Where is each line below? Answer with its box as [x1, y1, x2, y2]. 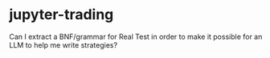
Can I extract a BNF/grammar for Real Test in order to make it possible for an [9, 32, 263, 41]
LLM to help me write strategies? [9, 40, 118, 49]
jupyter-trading [9, 6, 114, 24]
